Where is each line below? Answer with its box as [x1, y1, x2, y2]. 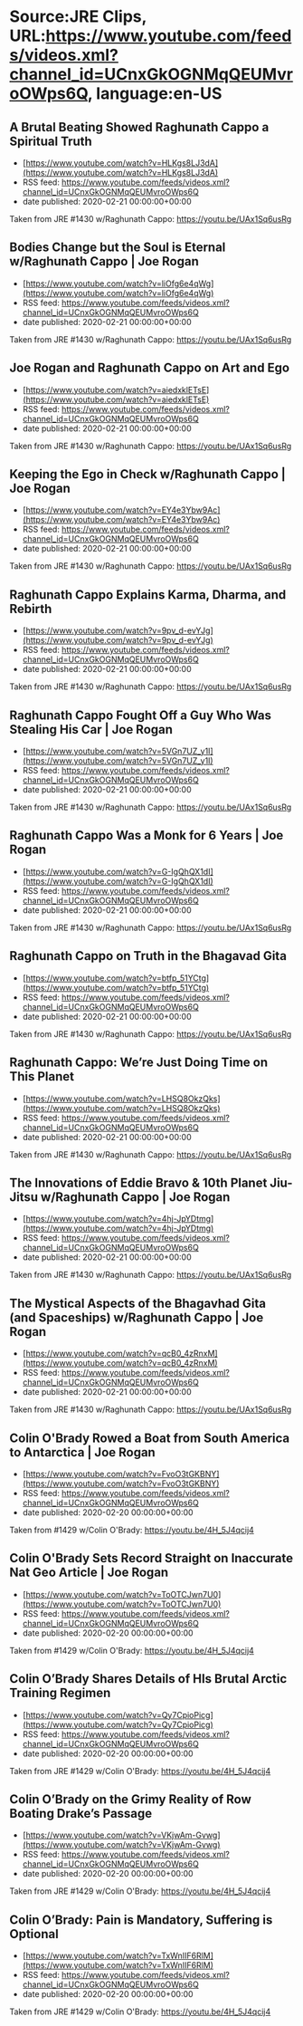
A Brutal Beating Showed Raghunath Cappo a [9, 120, 270, 135]
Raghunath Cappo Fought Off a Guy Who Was [9, 707, 271, 723]
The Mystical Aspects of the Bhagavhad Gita [9, 1295, 267, 1311]
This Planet [9, 1069, 75, 1084]
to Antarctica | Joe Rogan [9, 1445, 156, 1460]
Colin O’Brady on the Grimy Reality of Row [9, 1791, 251, 1807]
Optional [9, 1926, 59, 1942]
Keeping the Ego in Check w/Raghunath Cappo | [9, 466, 287, 482]
